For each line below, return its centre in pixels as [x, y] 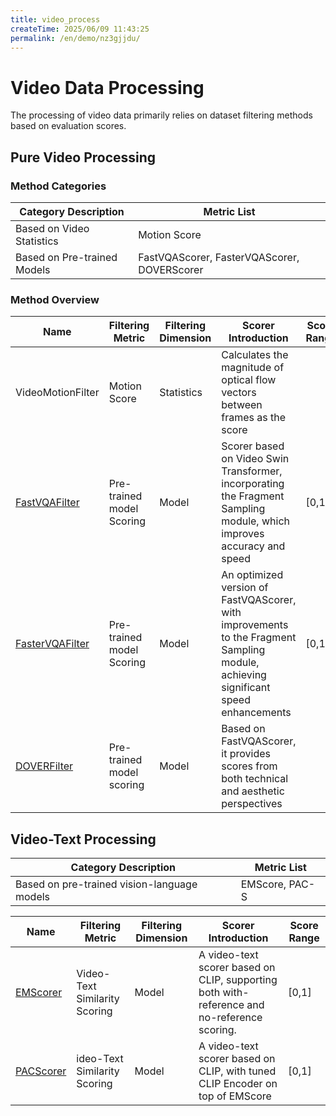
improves [243, 534]
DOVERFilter [44, 766]
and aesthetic [253, 791]
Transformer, [252, 471]
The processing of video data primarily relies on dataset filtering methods [161, 115]
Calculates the [255, 355]
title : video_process [55, 19]
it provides [246, 754]
